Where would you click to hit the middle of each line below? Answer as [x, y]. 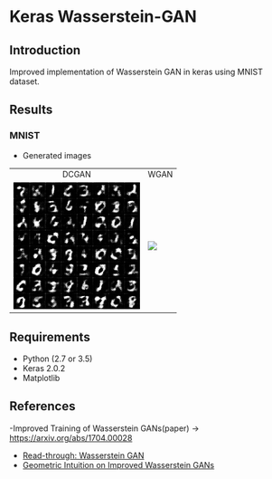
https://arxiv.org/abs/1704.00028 [71, 437]
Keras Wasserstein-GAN [103, 17]
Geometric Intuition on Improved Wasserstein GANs [118, 465]
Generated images [57, 155]
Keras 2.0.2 [44, 368]
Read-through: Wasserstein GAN [83, 455]
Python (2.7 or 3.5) [57, 359]
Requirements [50, 337]
